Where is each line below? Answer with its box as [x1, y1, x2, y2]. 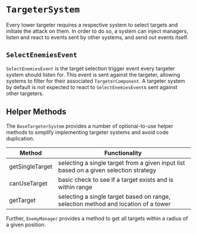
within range [58, 183, 93, 191]
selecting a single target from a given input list [58, 158, 185, 167]
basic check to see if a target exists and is [58, 175, 174, 184]
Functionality [104, 148, 142, 157]
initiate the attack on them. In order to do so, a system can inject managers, [6, 28, 189, 35]
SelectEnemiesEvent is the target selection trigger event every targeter [6, 65, 175, 72]
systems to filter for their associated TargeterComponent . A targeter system [6, 77, 185, 84]
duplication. [6, 135, 35, 142]
